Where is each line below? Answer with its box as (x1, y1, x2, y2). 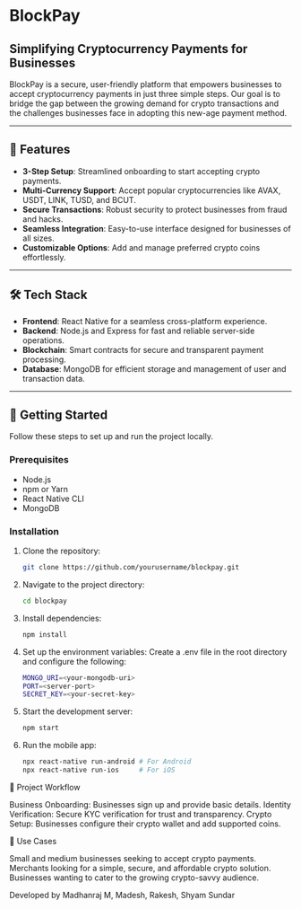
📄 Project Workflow (9, 781, 81, 792)
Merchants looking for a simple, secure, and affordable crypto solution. (9, 862, 271, 873)
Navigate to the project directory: (21, 578, 145, 589)
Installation (9, 525, 60, 537)
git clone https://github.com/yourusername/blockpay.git (21, 563, 240, 572)
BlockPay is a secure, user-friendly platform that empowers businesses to (9, 79, 282, 90)
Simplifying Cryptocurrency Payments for (9, 41, 248, 57)
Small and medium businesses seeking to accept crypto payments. (9, 852, 257, 863)
